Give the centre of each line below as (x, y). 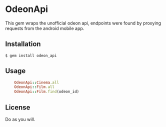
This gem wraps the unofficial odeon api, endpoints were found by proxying (83, 23)
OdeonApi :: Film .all (34, 87)
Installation (23, 44)
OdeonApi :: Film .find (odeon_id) (47, 92)
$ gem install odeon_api (31, 55)
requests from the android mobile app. (45, 28)
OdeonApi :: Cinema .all (36, 82)
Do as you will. (20, 119)
